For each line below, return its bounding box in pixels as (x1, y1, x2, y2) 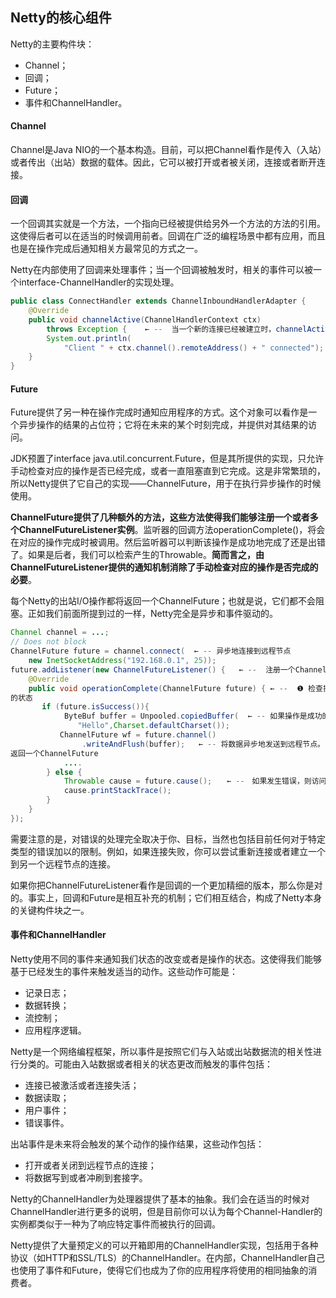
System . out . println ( (46, 333, 132, 343)
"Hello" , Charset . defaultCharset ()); (77, 721, 230, 731)
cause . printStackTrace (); (63, 786, 172, 796)
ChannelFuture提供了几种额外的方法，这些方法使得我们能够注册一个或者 (10, 511, 310, 523)
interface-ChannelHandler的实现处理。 (18, 276, 180, 288)
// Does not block (10, 637, 87, 647)
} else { (46, 767, 83, 777)
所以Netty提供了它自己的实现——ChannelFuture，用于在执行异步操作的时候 (10, 478, 322, 490)
